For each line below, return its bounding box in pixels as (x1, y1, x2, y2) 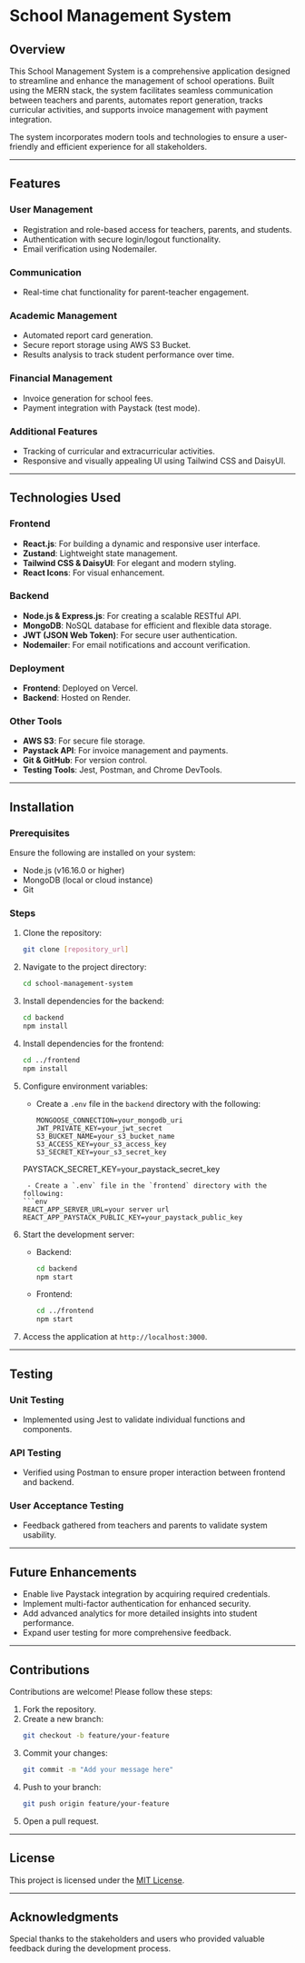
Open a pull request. (22, 1815, 100, 1827)
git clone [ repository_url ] (22, 945, 129, 954)
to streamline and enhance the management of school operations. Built (9, 75, 275, 86)
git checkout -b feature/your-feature (22, 1731, 170, 1740)
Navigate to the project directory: (22, 962, 147, 972)
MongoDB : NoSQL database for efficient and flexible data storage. (22, 620, 272, 631)
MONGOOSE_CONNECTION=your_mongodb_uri (35, 1115, 183, 1125)
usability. (22, 1530, 57, 1540)
